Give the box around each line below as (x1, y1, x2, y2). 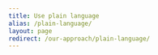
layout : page (8, 27, 53, 35)
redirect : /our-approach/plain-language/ (8, 34, 151, 43)
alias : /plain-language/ (8, 19, 92, 27)
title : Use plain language (8, 11, 100, 20)
